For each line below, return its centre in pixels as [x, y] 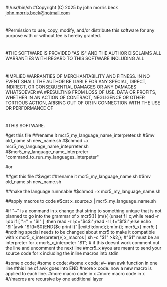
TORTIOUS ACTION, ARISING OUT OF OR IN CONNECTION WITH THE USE [83, 103]
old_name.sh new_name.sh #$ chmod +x [47, 140]
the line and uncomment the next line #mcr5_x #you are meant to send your [83, 248]
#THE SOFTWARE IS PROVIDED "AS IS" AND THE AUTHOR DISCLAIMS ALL [83, 53]
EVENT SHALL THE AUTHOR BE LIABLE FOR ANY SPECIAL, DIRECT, [76, 81]
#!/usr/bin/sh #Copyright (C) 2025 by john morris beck [62, 7]
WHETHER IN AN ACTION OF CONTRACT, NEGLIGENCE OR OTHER [75, 97]
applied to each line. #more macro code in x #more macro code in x [75, 273]
